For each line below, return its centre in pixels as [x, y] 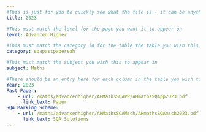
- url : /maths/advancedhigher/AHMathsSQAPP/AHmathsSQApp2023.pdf [103, 96]
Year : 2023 [20, 85]
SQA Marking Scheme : [33, 108]
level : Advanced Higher [37, 34]
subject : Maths [26, 68]
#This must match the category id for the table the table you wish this [103, 46]
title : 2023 [21, 18]
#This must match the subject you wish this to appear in [82, 63]
